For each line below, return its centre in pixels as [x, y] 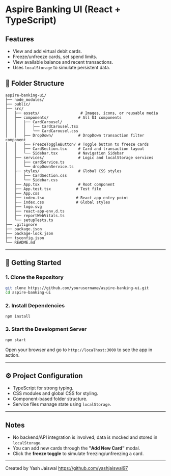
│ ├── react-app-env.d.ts [35, 211]
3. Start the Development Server [46, 329]
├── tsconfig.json [25, 238]
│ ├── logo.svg [24, 207]
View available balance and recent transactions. [63, 62]
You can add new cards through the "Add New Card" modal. [76, 448]
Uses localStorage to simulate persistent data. [61, 68]
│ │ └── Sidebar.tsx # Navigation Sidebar [65, 153]
